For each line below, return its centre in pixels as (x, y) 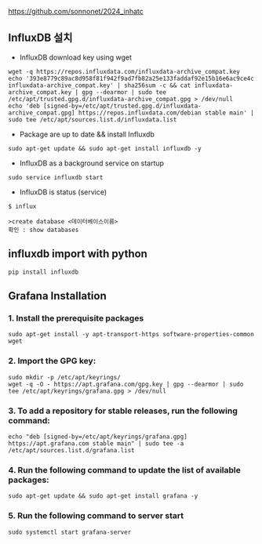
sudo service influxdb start (56, 177)
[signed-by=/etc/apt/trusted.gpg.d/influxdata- (122, 106)
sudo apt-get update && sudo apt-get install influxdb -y (105, 148)
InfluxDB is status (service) (63, 192)
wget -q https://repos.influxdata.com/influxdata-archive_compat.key (124, 71)
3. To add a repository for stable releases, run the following (123, 411)
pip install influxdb (44, 272)
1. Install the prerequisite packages (76, 318)
